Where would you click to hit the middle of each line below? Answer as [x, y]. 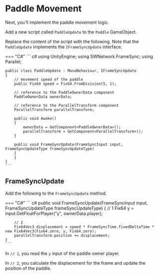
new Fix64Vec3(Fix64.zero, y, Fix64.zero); [51, 231]
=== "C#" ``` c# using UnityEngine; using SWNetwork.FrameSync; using [79, 56]
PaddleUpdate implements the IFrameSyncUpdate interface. [64, 47]
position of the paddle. [28, 268]
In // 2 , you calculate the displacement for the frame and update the [75, 263]
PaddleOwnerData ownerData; [43, 97]
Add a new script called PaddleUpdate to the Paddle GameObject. [71, 32]
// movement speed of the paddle [49, 79]
